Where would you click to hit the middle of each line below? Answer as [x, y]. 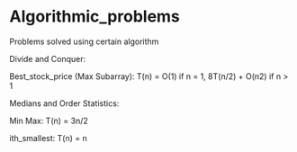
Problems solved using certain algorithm [84, 41]
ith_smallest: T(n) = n [48, 138]
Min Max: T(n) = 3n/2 [49, 121]
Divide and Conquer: [48, 58]
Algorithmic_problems [94, 17]
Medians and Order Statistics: [64, 103]
